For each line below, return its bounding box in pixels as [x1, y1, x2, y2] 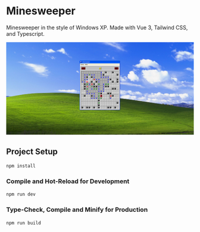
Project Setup [6, 146, 58, 156]
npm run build [6, 219, 42, 226]
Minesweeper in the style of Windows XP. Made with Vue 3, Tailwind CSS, [6, 24, 188, 31]
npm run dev [6, 191, 36, 197]
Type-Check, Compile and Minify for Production [6, 206, 148, 214]
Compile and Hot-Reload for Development [6, 177, 130, 185]
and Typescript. [6, 30, 45, 37]
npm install [6, 163, 36, 169]
